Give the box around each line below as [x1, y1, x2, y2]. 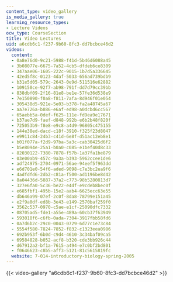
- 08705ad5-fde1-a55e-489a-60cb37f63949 [11, 210, 111, 216]
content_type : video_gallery [6, 8, 77, 15]
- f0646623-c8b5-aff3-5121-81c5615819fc [11, 248, 111, 254]
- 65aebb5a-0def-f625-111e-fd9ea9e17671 [11, 112, 111, 118]
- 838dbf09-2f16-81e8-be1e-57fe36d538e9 [11, 90, 111, 96]
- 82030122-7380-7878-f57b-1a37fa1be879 [11, 150, 111, 156]
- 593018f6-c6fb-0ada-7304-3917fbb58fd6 [11, 215, 111, 221]
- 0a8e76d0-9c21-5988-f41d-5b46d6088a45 [11, 57, 111, 63]
